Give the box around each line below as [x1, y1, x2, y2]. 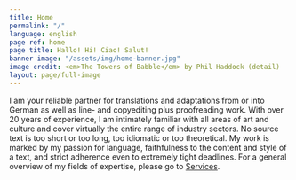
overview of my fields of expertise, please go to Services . [9, 160, 220, 171]
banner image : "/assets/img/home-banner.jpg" [9, 54, 180, 63]
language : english [9, 29, 77, 38]
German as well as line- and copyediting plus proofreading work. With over [9, 104, 284, 115]
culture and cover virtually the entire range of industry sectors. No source [9, 123, 279, 134]
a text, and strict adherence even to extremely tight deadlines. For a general [9, 152, 287, 162]
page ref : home [9, 37, 66, 47]
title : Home [9, 12, 53, 22]
